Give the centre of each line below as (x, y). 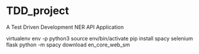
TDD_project (38, 11)
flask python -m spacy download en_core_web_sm (68, 45)
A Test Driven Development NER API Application (65, 27)
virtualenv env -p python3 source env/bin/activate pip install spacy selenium (99, 38)
